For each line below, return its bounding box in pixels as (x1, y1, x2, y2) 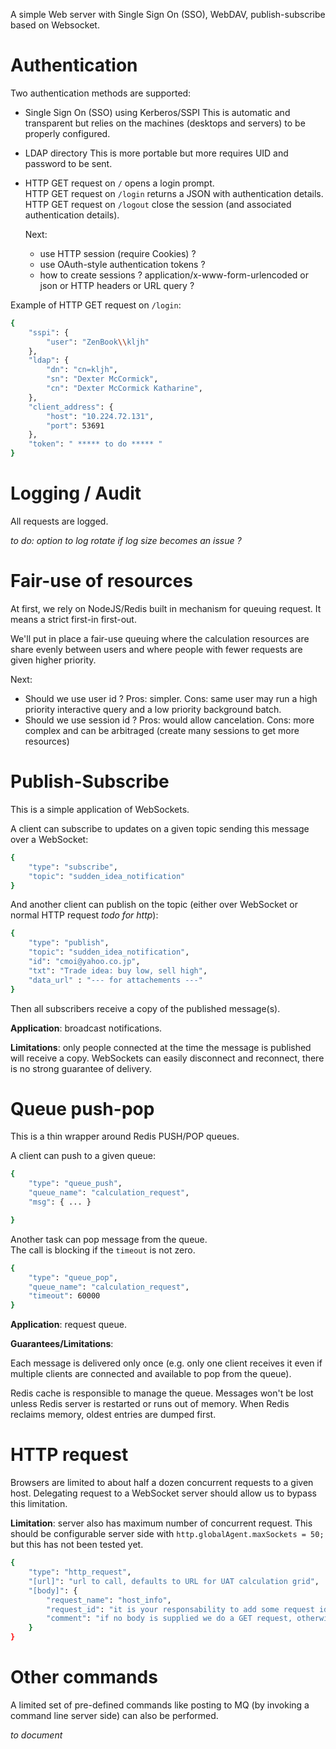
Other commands (10, 1666, 158, 1689)
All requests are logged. (10, 515, 109, 527)
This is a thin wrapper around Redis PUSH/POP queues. (10, 1130, 240, 1143)
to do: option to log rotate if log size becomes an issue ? (10, 535, 242, 546)
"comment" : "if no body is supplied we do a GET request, (46, 1614, 293, 1624)
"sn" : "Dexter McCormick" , (46, 374, 159, 384)
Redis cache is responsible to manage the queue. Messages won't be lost (10, 1387, 314, 1399)
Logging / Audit (10, 482, 142, 505)
